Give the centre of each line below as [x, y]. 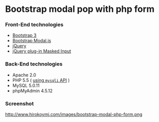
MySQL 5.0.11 [26, 85]
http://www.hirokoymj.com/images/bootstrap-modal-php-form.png [74, 115]
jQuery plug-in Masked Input [41, 51]
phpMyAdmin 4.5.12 [33, 91]
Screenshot [19, 104]
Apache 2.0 [24, 75]
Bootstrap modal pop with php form [80, 9]
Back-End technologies [34, 64]
